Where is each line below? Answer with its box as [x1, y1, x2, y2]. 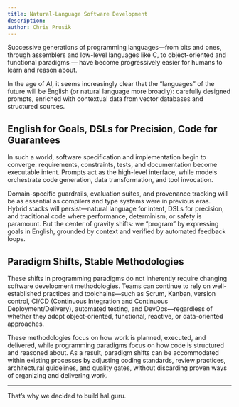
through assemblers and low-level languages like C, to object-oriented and [7, 51, 226, 59]
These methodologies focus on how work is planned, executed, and [7, 334, 206, 342]
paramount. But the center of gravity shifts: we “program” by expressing [7, 220, 219, 228]
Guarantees [7, 134, 60, 146]
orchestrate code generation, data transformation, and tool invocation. [7, 176, 213, 184]
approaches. [7, 319, 45, 328]
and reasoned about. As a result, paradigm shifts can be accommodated [7, 349, 219, 356]
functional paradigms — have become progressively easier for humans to [7, 58, 223, 67]
